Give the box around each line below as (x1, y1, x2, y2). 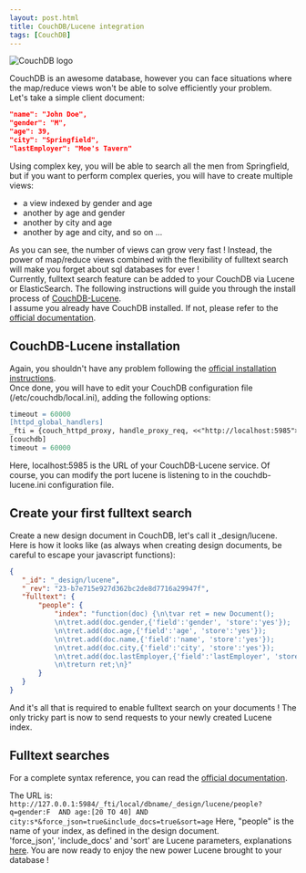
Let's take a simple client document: (9, 92, 146, 103)
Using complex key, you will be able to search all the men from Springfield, (9, 161, 290, 171)
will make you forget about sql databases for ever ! (9, 264, 200, 275)
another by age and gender (22, 207, 126, 218)
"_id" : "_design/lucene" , (21, 576, 120, 585)
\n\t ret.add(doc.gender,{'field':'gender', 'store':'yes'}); (54, 618, 291, 627)
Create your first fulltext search (9, 505, 193, 521)
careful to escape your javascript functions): (9, 549, 176, 560)
